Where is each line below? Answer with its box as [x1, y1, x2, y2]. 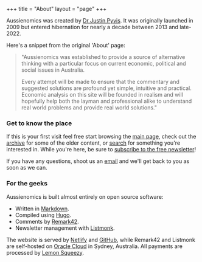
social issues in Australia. [21, 66, 85, 74]
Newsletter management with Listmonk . [15, 224, 115, 232]
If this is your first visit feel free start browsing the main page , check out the [6, 133, 197, 140]
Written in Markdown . [15, 205, 69, 212]
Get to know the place [6, 119, 72, 127]
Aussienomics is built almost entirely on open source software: [6, 193, 164, 200]
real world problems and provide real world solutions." [21, 104, 157, 111]
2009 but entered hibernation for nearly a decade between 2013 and [6, 24, 178, 30]
